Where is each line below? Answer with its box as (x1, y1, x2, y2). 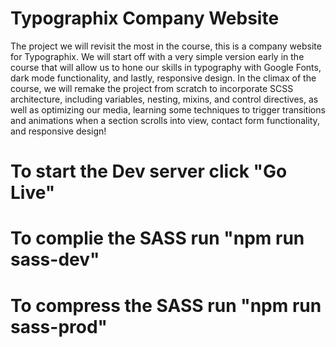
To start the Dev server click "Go (10, 160, 288, 183)
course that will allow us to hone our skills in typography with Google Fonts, (10, 61, 322, 73)
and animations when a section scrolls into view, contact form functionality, (10, 114, 320, 126)
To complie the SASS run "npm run (10, 227, 305, 250)
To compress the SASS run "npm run (10, 294, 322, 317)
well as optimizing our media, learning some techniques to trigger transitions (10, 103, 326, 116)
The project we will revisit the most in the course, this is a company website (10, 40, 322, 52)
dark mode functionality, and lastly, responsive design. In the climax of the (10, 72, 317, 84)
